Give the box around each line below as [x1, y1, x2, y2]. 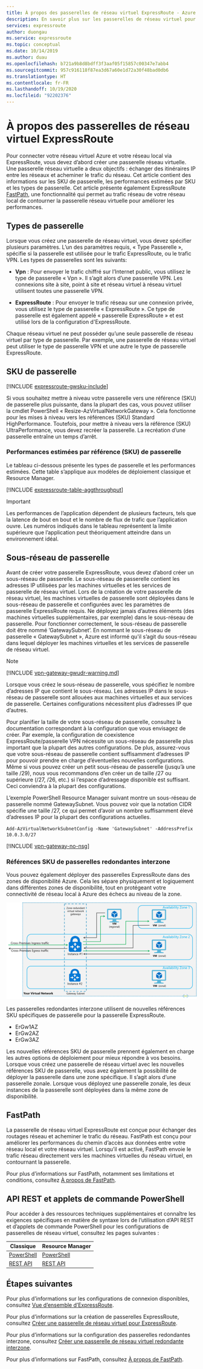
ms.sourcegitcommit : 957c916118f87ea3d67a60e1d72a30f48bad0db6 [6, 67, 169, 73]
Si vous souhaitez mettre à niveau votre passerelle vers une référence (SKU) [6, 394, 196, 402]
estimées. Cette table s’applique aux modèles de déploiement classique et [6, 468, 192, 475]
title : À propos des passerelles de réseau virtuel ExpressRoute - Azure [6, 10, 196, 16]
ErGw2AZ [14, 1030, 39, 1037]
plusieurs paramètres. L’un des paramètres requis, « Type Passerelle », [6, 243, 183, 251]
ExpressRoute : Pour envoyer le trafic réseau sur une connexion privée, [14, 299, 194, 306]
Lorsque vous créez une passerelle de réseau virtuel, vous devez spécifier [6, 237, 192, 244]
